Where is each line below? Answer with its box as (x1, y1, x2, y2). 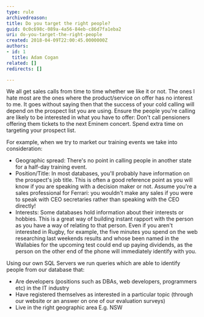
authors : (6, 43, 29, 49)
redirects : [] (6, 65, 43, 72)
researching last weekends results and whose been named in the (15, 235, 179, 242)
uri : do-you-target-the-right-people (6, 32, 103, 38)
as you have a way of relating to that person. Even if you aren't (15, 222, 173, 229)
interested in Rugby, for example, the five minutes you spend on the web (15, 228, 198, 236)
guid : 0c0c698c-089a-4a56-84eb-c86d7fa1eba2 (6, 26, 122, 32)
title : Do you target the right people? (6, 20, 111, 26)
